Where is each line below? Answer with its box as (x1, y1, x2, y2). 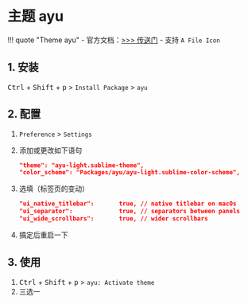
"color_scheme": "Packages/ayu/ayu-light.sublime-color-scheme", (18, 169, 240, 177)
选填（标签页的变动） (18, 184, 89, 193)
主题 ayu (7, 7, 64, 25)
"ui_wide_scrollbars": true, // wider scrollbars (18, 215, 208, 223)
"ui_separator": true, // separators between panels (18, 208, 240, 216)
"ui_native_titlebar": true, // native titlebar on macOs (18, 200, 237, 208)
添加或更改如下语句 (18, 145, 83, 155)
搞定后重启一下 (18, 230, 68, 240)
